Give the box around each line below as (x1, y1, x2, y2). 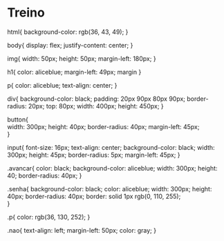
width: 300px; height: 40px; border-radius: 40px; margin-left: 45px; (7, 122, 200, 131)
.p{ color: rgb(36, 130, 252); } (7, 213, 91, 221)
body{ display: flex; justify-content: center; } (7, 41, 133, 49)
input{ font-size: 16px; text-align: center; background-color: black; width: (7, 143, 216, 151)
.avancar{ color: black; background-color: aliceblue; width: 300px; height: (7, 164, 218, 172)
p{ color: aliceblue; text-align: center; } (7, 81, 118, 89)
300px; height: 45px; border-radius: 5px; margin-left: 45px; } (7, 151, 181, 159)
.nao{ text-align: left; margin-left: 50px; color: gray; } (7, 226, 157, 234)
